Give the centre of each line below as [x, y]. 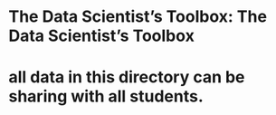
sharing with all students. [106, 96]
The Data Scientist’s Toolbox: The [138, 17]
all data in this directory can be [127, 77]
